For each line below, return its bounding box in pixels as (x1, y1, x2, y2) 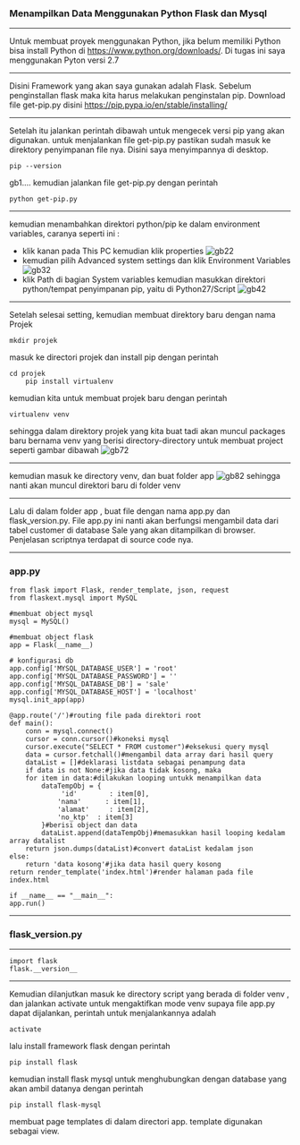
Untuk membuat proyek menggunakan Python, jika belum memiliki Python (9, 36, 281, 47)
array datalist (9, 836, 66, 845)
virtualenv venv (9, 410, 70, 419)
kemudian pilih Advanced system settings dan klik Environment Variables (21, 255, 291, 266)
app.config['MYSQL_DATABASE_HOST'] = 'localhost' (9, 688, 198, 696)
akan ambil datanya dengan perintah (9, 1082, 144, 1094)
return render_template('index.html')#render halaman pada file (9, 867, 254, 876)
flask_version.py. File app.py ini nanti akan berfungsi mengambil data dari (9, 516, 279, 526)
